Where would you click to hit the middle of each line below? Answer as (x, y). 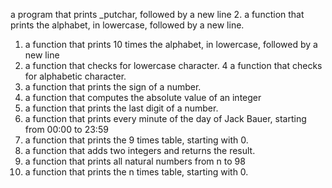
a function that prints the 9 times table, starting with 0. (136, 140)
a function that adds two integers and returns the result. (140, 150)
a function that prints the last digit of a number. (121, 108)
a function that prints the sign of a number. (113, 87)
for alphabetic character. (75, 76)
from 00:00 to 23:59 (66, 129)
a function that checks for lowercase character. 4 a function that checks (173, 65)
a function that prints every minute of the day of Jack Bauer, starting (165, 118)
